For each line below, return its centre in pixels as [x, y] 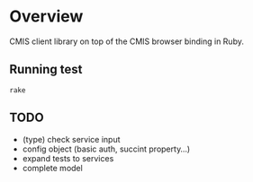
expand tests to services [68, 158]
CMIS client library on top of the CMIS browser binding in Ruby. [127, 41]
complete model [52, 168]
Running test [46, 69]
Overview [46, 17]
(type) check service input [71, 139]
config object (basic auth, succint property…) [106, 149]
